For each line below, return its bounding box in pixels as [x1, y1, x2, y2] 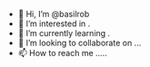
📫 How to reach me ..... [17, 48, 107, 58]
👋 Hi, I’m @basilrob [17, 9, 90, 19]
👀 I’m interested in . [17, 18, 91, 29]
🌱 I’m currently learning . [17, 28, 111, 38]
